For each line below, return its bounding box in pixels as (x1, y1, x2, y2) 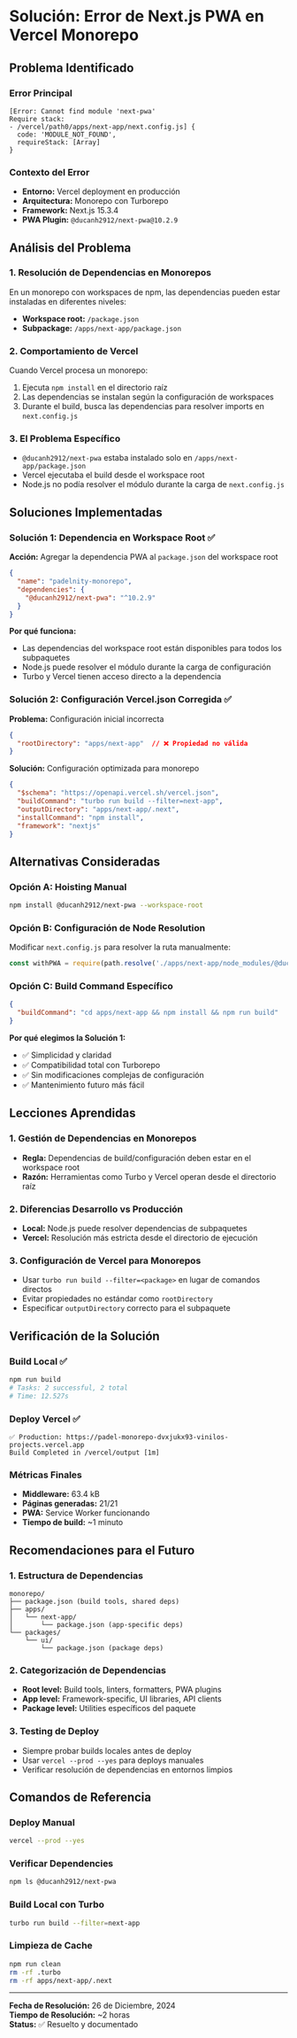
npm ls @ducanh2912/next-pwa (9, 1878, 117, 1887)
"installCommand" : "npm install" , (17, 813, 144, 822)
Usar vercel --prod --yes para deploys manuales (21, 1755, 204, 1765)
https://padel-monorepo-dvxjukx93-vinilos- (65, 1432, 229, 1441)
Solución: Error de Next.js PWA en (9, 6, 265, 27)
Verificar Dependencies (9, 1857, 114, 1870)
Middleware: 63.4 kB (21, 1489, 100, 1499)
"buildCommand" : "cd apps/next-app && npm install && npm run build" (17, 1008, 278, 1018)
